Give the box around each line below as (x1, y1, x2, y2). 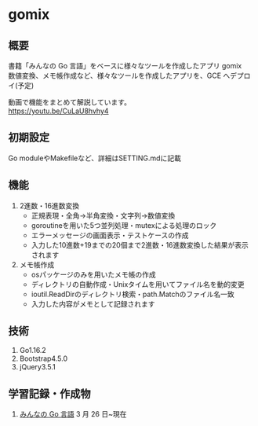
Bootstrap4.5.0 (19, 354, 68, 363)
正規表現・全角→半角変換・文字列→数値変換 (31, 211, 176, 220)
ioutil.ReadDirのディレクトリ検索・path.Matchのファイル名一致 (31, 289, 235, 299)
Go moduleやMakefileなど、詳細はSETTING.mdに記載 (8, 153, 182, 163)
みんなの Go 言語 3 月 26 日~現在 (19, 409, 127, 419)
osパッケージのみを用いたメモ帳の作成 (31, 270, 157, 279)
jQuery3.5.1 (19, 362, 56, 372)
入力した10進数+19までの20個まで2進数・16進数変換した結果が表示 (31, 240, 249, 249)
